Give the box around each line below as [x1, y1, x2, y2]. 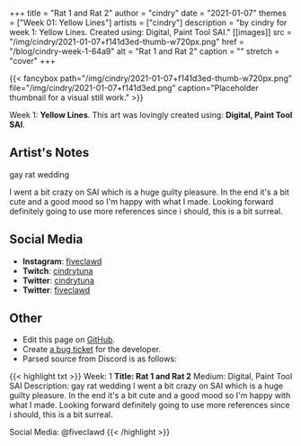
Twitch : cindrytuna [22, 265, 93, 276]
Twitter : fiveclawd [22, 284, 91, 296]
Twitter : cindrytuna [22, 275, 94, 286]
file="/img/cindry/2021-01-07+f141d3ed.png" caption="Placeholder [9, 83, 259, 93]
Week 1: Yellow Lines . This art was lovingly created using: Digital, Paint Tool [9, 110, 293, 120]
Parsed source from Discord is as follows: [22, 353, 177, 364]
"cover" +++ [9, 56, 56, 66]
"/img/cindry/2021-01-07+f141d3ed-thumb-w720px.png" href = [9, 36, 245, 47]
